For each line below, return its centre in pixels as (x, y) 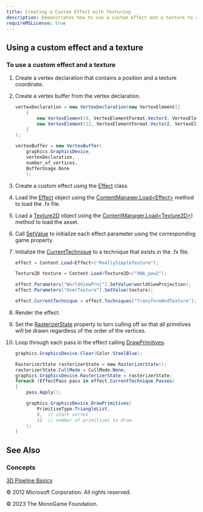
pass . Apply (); (44, 392)
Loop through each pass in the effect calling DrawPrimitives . (90, 342)
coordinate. (29, 85)
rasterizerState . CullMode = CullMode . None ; (71, 370)
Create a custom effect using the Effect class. (72, 185)
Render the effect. (37, 312)
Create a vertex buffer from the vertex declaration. (78, 96)
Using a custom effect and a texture (75, 47)
